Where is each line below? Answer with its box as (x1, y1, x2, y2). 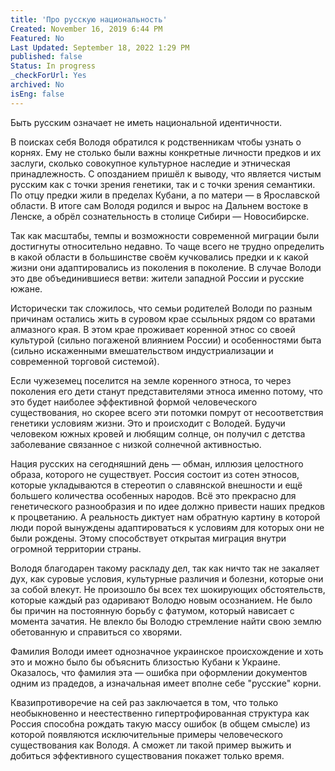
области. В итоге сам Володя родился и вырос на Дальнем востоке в (10, 199, 309, 211)
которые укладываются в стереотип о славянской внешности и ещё (10, 479, 303, 491)
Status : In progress (10, 61, 97, 71)
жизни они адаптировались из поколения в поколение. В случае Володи (10, 261, 322, 273)
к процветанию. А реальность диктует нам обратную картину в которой (10, 511, 321, 523)
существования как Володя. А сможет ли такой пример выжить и (10, 739, 292, 751)
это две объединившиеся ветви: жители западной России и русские (10, 272, 305, 284)
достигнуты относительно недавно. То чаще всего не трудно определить (10, 240, 325, 252)
